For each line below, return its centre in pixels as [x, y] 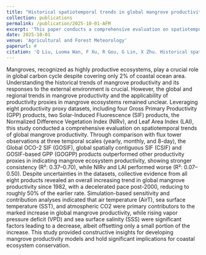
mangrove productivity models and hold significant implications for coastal [101, 238]
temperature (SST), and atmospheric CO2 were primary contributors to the [101, 206]
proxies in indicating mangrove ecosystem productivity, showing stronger [99, 161]
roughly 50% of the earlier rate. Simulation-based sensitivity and [88, 193]
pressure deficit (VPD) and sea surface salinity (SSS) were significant [94, 219]
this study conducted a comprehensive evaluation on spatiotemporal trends [102, 128]
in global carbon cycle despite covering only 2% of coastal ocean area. [96, 76]
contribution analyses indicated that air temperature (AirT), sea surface [96, 199]
